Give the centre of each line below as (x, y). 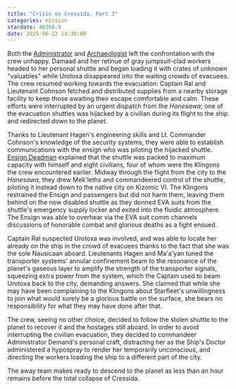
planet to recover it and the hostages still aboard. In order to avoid (103, 327)
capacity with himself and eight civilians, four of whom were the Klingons (113, 165)
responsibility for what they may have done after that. (85, 306)
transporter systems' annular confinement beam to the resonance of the (112, 261)
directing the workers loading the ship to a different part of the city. (105, 357)
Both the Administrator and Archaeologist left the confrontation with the (111, 54)
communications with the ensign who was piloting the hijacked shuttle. (110, 150)
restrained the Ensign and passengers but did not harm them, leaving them (116, 195)
